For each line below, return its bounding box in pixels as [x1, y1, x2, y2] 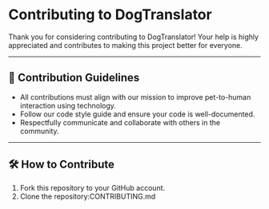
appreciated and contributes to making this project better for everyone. [8, 40, 243, 49]
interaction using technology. [19, 101, 116, 110]
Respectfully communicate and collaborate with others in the [19, 117, 221, 127]
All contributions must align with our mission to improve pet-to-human [19, 92, 251, 101]
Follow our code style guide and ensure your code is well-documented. [19, 109, 255, 119]
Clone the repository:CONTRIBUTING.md [19, 191, 156, 201]
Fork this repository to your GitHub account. [19, 183, 166, 192]
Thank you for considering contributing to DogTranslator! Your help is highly [8, 32, 259, 41]
